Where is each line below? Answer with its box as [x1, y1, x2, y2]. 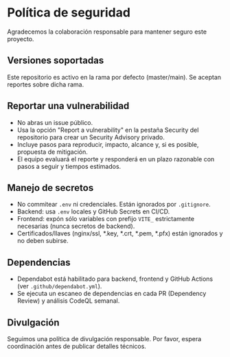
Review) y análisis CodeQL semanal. [16, 297, 120, 305]
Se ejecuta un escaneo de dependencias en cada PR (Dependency [16, 290, 207, 298]
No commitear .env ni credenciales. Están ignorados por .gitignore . [16, 200, 211, 209]
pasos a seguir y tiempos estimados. [16, 162, 122, 170]
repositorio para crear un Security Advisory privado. [16, 133, 165, 141]
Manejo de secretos [7, 182, 94, 194]
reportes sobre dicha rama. [7, 80, 84, 89]
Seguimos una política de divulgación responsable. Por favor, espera [7, 335, 202, 343]
